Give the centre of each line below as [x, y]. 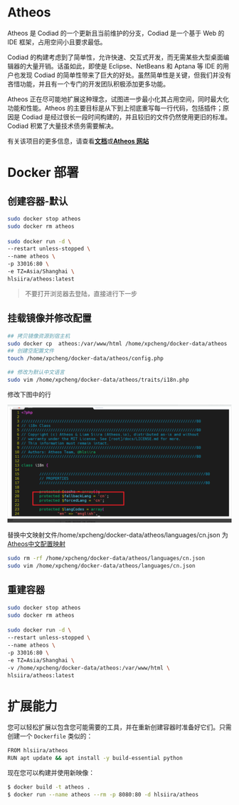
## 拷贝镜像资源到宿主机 [39, 336]
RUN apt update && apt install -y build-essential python [95, 758]
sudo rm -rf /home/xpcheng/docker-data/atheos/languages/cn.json [106, 558]
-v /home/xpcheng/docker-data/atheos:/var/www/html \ [89, 668]
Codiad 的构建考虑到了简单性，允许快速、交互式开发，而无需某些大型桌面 [115, 57]
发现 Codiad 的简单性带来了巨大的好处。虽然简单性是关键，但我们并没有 [125, 75]
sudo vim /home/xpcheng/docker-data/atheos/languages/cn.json [101, 566]
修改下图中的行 [29, 394]
